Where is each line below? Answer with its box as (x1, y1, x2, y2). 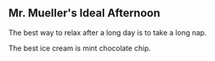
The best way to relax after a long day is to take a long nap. (8, 27, 208, 37)
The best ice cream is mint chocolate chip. (8, 43, 151, 53)
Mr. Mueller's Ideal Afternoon (8, 6, 160, 20)
